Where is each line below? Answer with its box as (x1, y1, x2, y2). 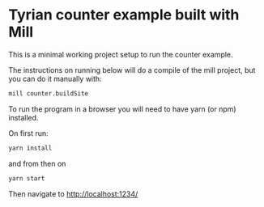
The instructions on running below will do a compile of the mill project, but (8, 65, 256, 74)
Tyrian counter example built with (8, 6, 240, 24)
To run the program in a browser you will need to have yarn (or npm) (8, 103, 236, 114)
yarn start (8, 174, 45, 183)
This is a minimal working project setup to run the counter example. (8, 49, 233, 59)
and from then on (8, 158, 66, 168)
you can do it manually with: (8, 74, 103, 83)
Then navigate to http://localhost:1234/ (8, 188, 138, 199)
